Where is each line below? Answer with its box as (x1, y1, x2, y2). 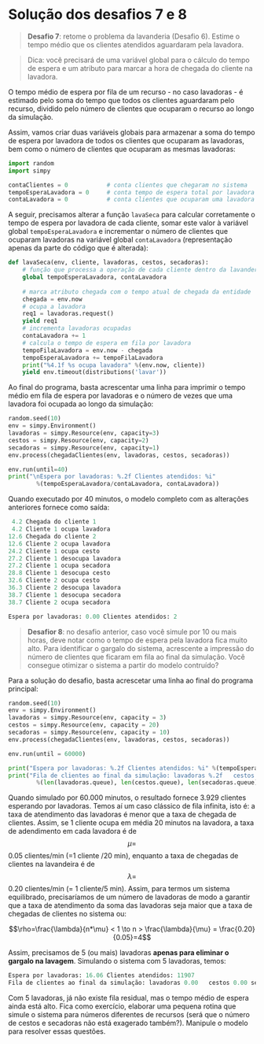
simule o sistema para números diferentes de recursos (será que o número (8, 1010, 250, 1020)
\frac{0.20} (218, 924, 255, 934)
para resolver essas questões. (8, 1027, 106, 1036)
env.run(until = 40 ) (8, 465, 68, 473)
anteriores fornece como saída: (8, 502, 110, 513)
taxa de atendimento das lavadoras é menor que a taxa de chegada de (8, 809, 237, 820)
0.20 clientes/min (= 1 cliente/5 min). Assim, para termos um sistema (8, 884, 230, 894)
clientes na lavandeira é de (8, 860, 96, 869)
